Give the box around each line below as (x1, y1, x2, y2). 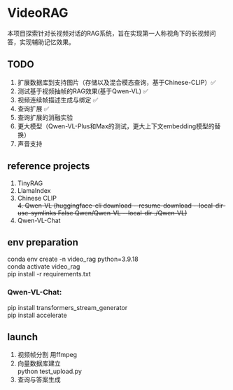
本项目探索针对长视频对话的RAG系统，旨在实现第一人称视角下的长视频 (7, 29, 210, 37)
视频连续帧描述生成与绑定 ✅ (17, 95, 99, 104)
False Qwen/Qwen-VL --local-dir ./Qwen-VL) (57, 208, 188, 217)
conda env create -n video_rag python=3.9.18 (7, 255, 139, 264)
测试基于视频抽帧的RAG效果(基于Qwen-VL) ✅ (17, 86, 149, 95)
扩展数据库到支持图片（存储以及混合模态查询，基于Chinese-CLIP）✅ (17, 78, 216, 86)
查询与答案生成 (17, 375, 61, 384)
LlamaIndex (17, 186, 51, 194)
